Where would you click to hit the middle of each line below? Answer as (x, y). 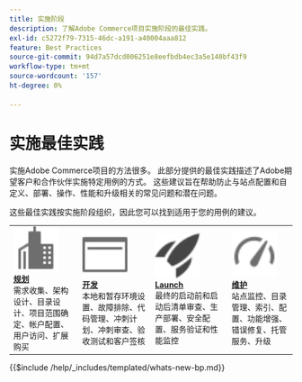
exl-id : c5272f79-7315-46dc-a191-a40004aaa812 (98, 38)
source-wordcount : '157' (56, 77)
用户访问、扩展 (41, 336)
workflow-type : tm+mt (50, 67)
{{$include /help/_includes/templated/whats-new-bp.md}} (117, 367)
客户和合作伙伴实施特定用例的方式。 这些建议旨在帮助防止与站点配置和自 (152, 181)
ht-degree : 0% (36, 86)
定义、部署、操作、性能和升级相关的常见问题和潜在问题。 (115, 193)
